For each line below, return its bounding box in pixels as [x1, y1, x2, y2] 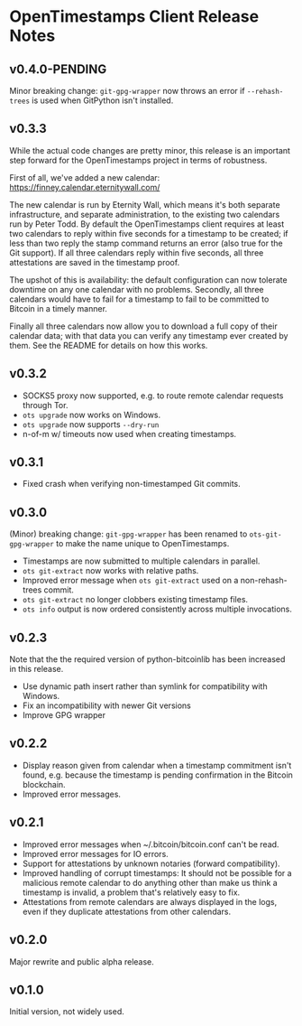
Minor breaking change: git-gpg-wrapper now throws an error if [9, 86, 245, 96]
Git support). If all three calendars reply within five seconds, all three [9, 247, 264, 258]
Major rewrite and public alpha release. [9, 956, 155, 967]
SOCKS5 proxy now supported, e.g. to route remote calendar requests [22, 390, 284, 401]
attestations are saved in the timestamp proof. [9, 256, 180, 267]
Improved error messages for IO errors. [22, 848, 169, 859]
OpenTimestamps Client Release [9, 6, 260, 27]
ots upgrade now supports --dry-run [22, 418, 160, 430]
